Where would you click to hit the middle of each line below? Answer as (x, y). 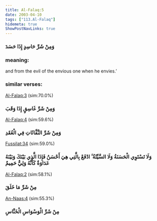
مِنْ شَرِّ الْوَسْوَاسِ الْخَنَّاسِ (32, 211)
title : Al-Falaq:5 (25, 10)
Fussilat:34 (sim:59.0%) (30, 144)
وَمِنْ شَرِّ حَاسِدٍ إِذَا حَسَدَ (30, 47)
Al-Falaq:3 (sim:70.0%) (29, 95)
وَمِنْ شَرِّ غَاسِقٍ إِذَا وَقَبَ (30, 108)
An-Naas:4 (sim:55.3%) (30, 198)
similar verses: (24, 84)
